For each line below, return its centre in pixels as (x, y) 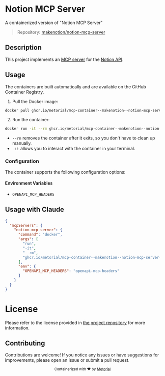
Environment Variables (29, 183)
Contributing (25, 343)
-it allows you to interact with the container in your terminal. (73, 149)
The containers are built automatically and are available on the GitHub (76, 86)
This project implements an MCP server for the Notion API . (64, 59)
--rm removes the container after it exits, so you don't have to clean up (84, 138)
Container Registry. (25, 92)
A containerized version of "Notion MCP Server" (54, 23)
